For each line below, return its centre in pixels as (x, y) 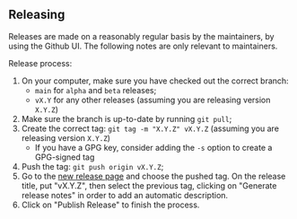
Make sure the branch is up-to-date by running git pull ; (127, 118)
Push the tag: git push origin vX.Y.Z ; (92, 166)
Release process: (40, 63)
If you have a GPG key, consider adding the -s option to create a (153, 147)
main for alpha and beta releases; (96, 90)
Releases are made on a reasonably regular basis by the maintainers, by (141, 36)
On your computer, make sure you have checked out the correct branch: (155, 81)
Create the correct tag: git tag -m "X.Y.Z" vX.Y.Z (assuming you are (150, 128)
